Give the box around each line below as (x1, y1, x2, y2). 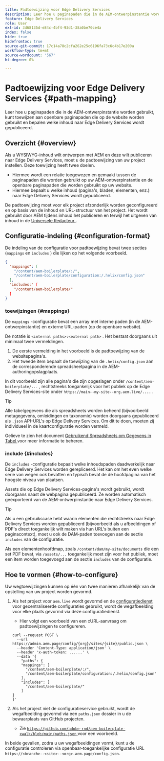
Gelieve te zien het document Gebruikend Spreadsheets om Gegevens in (5, 433, 151, 438)
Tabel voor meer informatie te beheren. (5, 438, 84, 443)
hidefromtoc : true (5, 39, 42, 44)
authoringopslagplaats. (12, 369, 59, 374)
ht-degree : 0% (5, 57, 34, 62)
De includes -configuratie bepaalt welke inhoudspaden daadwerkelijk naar (5, 461, 155, 467)
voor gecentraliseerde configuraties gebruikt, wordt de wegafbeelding (12, 603, 154, 609)
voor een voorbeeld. (77, 731, 119, 737)
